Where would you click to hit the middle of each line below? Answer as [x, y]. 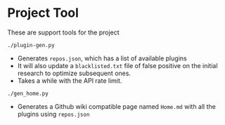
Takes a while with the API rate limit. [70, 80]
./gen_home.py [28, 93]
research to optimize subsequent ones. [74, 73]
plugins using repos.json [53, 114]
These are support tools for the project [63, 32]
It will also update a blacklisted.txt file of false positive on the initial [117, 65]
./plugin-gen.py [31, 45]
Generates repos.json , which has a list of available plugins [102, 58]
